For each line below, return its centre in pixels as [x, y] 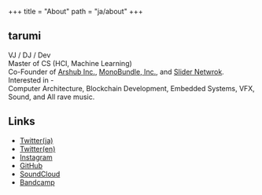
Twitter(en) [37, 149]
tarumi [25, 36]
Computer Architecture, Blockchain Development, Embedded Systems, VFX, [132, 88]
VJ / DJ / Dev [30, 55]
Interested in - [31, 80]
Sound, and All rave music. [52, 97]
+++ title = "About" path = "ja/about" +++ [76, 11]
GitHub [31, 165]
